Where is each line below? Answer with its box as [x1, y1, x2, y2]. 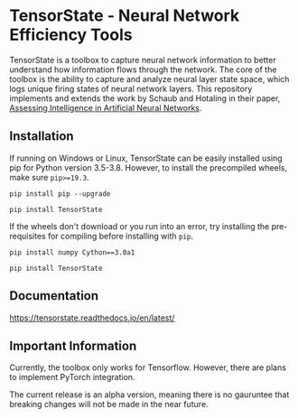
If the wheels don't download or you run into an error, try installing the [9, 220, 270, 231]
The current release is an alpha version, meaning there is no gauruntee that [9, 389, 290, 400]
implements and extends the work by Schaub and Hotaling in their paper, [9, 92, 281, 104]
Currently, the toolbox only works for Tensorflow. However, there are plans [9, 362, 287, 373]
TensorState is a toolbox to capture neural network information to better [9, 54, 277, 65]
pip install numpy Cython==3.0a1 [9, 247, 135, 257]
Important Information [9, 338, 137, 353]
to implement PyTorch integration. [9, 372, 135, 383]
